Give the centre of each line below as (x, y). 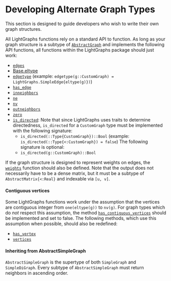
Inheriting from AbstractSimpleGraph (46, 251)
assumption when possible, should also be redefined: (62, 224)
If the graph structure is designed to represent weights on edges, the (78, 162)
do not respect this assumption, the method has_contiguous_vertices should (86, 213)
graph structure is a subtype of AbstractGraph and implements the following (85, 44)
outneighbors (27, 109)
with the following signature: (42, 131)
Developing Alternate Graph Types (80, 9)
